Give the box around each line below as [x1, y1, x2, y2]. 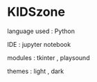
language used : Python [7, 27, 75, 35]
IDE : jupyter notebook [7, 40, 71, 48]
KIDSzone [7, 4, 66, 20]
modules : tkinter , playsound [7, 53, 90, 62]
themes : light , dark [7, 67, 64, 75]
